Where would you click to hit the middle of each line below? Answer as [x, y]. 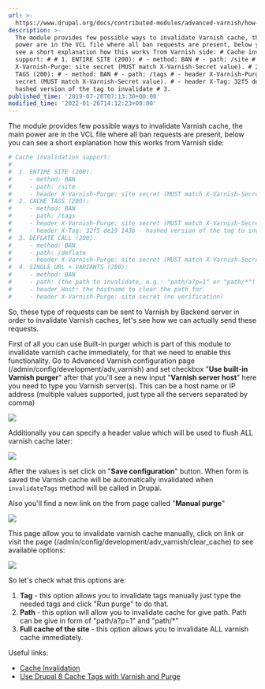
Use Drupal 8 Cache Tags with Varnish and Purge [100, 676]
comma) [22, 403]
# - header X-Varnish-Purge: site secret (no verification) [116, 297]
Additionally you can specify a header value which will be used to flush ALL [131, 432]
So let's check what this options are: [67, 580]
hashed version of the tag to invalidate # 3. [93, 89]
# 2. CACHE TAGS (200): [49, 201]
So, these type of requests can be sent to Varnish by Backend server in [124, 312]
